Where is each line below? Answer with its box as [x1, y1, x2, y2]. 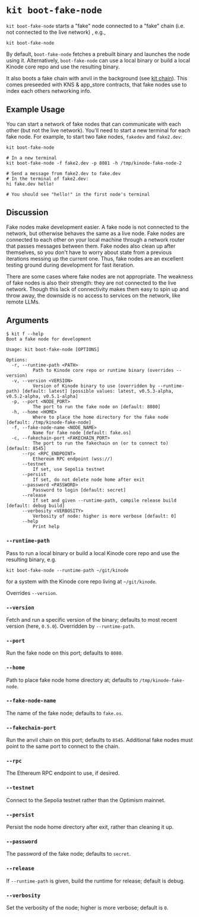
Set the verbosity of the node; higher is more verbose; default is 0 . [6, 904, 169, 911]
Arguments [6, 315, 49, 326]
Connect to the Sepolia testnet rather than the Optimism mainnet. [6, 796, 166, 803]
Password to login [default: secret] [32, 487, 127, 493]
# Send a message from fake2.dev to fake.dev [6, 170, 121, 177]
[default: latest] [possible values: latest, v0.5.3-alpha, [21, 389, 174, 395]
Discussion [6, 208, 49, 218]
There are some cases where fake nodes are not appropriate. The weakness [6, 273, 193, 280]
